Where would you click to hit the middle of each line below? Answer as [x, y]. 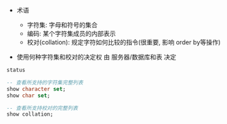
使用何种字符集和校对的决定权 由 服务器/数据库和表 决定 [96, 57]
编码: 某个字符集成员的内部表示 [71, 34]
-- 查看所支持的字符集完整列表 [45, 82]
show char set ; [28, 96]
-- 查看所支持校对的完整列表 [42, 108]
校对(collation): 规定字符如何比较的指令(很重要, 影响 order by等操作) [124, 42]
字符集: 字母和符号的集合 [62, 25]
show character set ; [36, 89]
